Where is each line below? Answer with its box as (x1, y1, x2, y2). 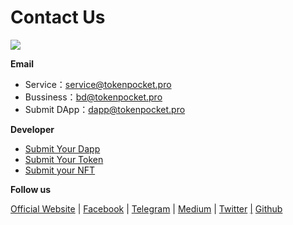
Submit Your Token (24, 153, 104, 165)
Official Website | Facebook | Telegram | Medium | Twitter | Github (10, 202, 283, 215)
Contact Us (10, 6, 106, 29)
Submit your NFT (24, 164, 96, 176)
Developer (10, 123, 55, 135)
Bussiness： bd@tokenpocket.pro (24, 91, 163, 103)
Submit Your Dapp (24, 142, 101, 155)
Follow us (10, 183, 52, 195)
